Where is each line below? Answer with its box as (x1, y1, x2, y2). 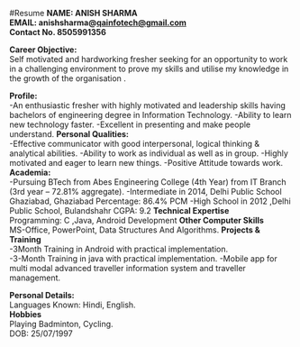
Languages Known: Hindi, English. (9, 299, 137, 310)
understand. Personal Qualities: (9, 129, 129, 139)
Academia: (9, 167, 51, 178)
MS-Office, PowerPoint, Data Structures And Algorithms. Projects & (9, 224, 261, 235)
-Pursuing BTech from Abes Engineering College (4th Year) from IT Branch (9, 177, 286, 187)
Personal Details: (9, 290, 75, 300)
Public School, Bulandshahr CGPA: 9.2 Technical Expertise (9, 205, 230, 215)
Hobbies (9, 309, 42, 319)
